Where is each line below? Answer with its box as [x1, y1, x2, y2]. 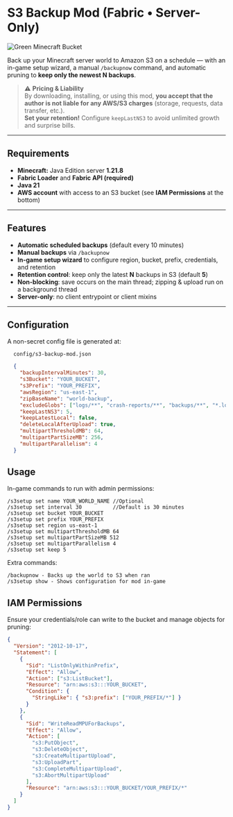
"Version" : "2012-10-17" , [13, 643, 89, 650]
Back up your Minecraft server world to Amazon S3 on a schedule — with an [7, 56, 226, 64]
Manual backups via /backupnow [17, 248, 110, 256]
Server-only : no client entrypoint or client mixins [17, 292, 157, 301]
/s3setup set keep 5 [7, 546, 67, 553]
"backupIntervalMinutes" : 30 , [19, 369, 107, 376]
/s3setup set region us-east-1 [7, 522, 98, 529]
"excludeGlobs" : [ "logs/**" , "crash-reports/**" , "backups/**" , [19, 401, 209, 409]
